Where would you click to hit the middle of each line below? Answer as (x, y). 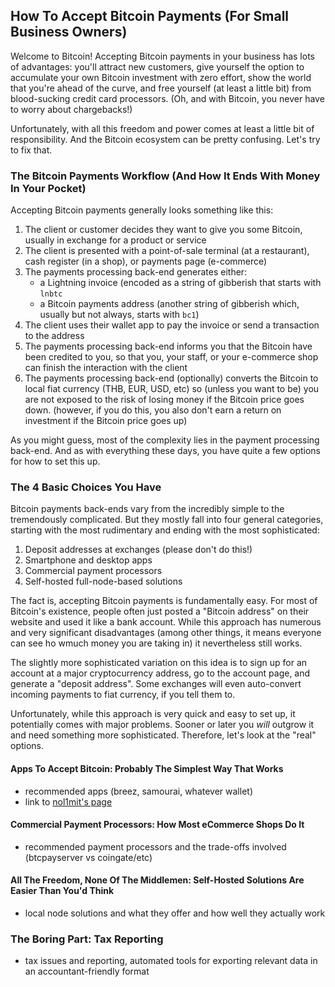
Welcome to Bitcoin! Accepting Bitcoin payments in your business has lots (162, 56)
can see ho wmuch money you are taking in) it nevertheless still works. (156, 643)
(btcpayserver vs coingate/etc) (88, 857)
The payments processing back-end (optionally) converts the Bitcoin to (171, 378)
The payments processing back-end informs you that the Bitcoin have (168, 346)
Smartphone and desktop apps (88, 560)
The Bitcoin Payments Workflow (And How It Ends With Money (165, 176)
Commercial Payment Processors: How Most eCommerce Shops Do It (157, 825)
